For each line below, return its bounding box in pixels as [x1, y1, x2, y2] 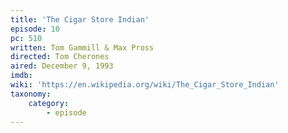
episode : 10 [10, 24, 60, 34]
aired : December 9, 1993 [10, 61, 114, 71]
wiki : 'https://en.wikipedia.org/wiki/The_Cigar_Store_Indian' [10, 80, 280, 90]
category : [28, 98, 70, 108]
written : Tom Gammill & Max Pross [10, 42, 155, 53]
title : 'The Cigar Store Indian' [10, 14, 150, 25]
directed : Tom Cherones [10, 52, 110, 62]
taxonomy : [10, 89, 52, 99]
